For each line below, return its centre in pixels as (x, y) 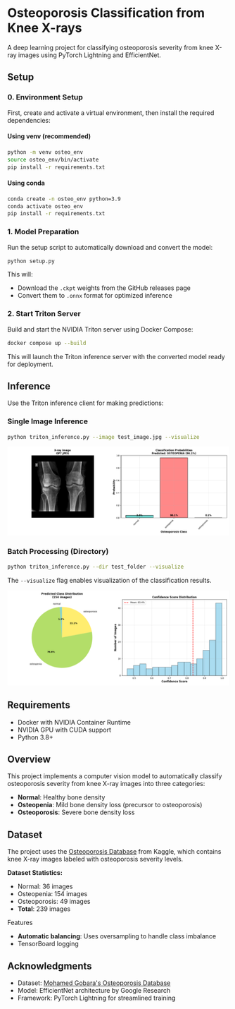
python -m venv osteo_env (45, 152)
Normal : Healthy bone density (61, 797)
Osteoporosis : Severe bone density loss (76, 812)
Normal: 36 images (45, 886)
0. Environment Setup (45, 97)
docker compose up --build (47, 343)
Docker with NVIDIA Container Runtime (74, 722)
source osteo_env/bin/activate (53, 159)
